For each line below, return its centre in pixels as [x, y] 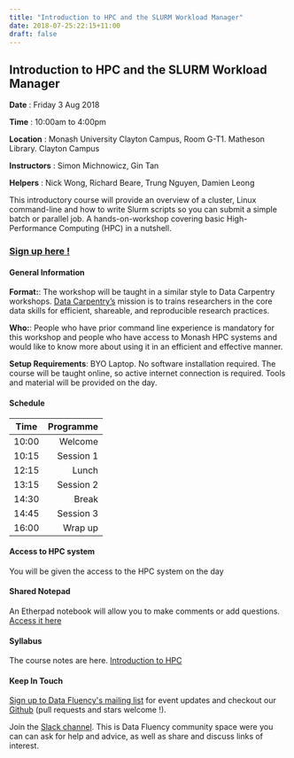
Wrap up [81, 528]
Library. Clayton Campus [54, 149]
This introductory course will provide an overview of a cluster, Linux [133, 200]
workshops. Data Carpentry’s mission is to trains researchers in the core [141, 301]
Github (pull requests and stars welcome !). [88, 710]
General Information [47, 272]
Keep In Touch [36, 681]
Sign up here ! [40, 251]
